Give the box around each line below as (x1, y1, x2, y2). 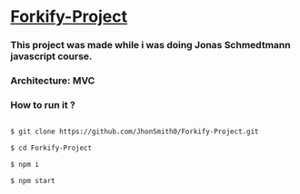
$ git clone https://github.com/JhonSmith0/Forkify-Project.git (10, 127, 259, 137)
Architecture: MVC (10, 74, 95, 87)
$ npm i (10, 160, 40, 170)
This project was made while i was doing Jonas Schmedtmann (10, 39, 291, 52)
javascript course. (10, 50, 93, 63)
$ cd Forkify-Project (10, 143, 93, 153)
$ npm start (10, 176, 55, 185)
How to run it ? (10, 98, 75, 111)
